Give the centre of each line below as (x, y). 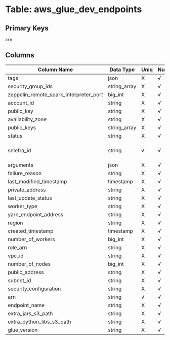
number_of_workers (31, 239)
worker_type (23, 206)
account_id (21, 103)
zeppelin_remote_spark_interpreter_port (55, 94)
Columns (20, 55)
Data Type (122, 70)
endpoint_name (26, 305)
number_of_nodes (29, 264)
